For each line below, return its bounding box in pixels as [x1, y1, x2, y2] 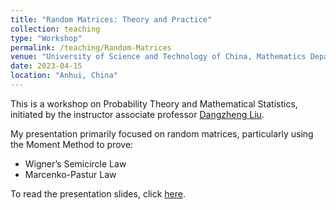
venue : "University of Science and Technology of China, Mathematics [10, 52, 307, 62]
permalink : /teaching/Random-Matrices [10, 42, 172, 53]
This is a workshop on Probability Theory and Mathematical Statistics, [10, 97, 298, 110]
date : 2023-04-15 [10, 61, 83, 71]
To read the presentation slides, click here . [10, 187, 186, 200]
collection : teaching [10, 24, 101, 34]
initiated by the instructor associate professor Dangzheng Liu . [10, 108, 265, 120]
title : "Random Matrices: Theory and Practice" [10, 14, 213, 25]
